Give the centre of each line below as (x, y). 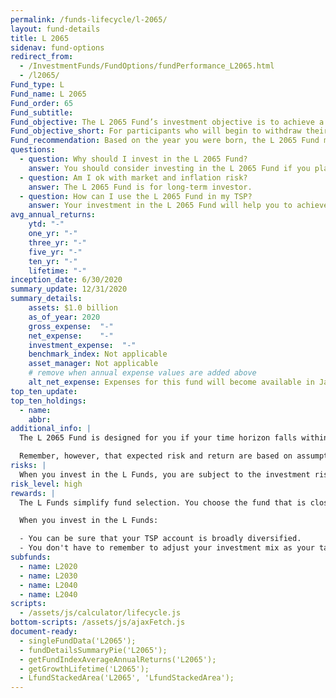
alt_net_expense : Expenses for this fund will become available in (171, 382)
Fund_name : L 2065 (48, 94)
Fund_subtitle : (42, 112)
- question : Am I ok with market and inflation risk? (133, 177)
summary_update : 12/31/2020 (69, 289)
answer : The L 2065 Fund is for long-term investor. (140, 187)
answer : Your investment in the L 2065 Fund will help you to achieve (178, 206)
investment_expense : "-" (82, 345)
